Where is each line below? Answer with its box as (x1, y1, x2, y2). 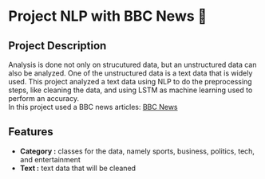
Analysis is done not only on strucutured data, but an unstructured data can (8, 60, 257, 69)
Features (8, 125, 53, 138)
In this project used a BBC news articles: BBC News (8, 103, 178, 111)
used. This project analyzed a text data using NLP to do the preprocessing (8, 77, 253, 86)
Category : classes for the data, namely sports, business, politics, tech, (19, 146, 255, 156)
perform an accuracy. (8, 94, 80, 103)
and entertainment (19, 154, 81, 164)
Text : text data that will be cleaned (19, 163, 136, 173)
